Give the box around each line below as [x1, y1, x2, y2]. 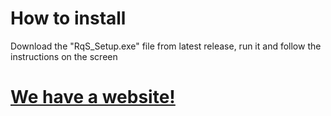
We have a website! [10, 86, 176, 109]
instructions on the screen [10, 50, 118, 62]
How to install [10, 7, 127, 30]
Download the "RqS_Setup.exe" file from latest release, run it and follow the [10, 40, 322, 52]
